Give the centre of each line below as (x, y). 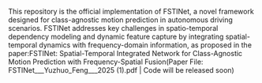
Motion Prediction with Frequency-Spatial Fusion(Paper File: (106, 62)
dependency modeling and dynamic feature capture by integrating (116, 36)
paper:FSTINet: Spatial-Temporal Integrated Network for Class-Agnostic (125, 53)
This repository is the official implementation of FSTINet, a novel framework (131, 11)
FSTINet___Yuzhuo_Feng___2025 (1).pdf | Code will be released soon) (121, 70)
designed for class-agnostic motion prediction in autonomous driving (120, 20)
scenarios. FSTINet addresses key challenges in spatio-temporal (113, 28)
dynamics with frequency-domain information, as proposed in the (146, 45)
